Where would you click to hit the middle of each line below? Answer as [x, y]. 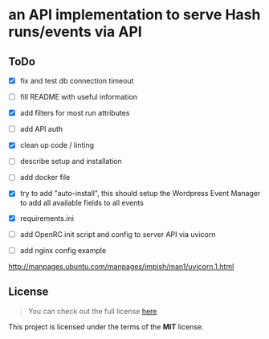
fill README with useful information [79, 97]
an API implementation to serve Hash [134, 15]
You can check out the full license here [92, 311]
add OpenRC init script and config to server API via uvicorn [118, 234]
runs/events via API [75, 32]
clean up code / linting [57, 145]
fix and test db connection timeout [77, 81]
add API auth [41, 129]
